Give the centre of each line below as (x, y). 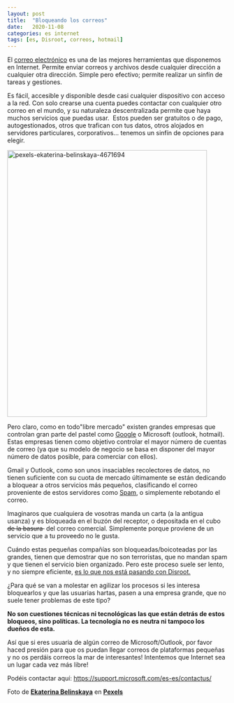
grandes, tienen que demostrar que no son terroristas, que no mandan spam (117, 557)
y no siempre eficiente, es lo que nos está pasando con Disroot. (99, 572)
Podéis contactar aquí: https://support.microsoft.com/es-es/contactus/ (109, 678)
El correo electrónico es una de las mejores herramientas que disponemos (114, 60)
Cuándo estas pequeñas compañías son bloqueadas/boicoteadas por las (112, 550)
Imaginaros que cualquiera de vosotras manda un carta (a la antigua (105, 514)
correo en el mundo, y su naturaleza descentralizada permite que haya (109, 111)
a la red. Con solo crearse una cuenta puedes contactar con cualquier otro (115, 103)
